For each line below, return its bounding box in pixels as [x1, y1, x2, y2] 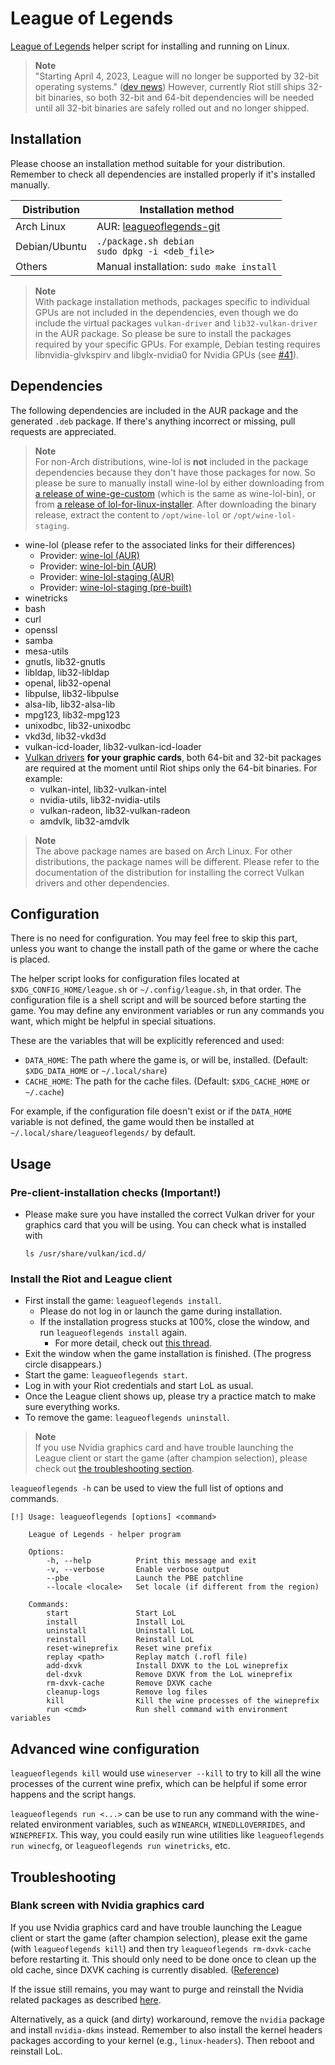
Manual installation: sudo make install [96, 259, 278, 273]
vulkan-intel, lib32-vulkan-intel [39, 783, 167, 795]
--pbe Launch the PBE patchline [46, 1573, 244, 1584]
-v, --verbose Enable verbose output [46, 1565, 230, 1575]
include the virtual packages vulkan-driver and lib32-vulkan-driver [34, 317, 318, 329]
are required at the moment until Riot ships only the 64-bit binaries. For [24, 762, 318, 774]
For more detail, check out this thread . [54, 1337, 213, 1349]
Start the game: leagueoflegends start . [24, 1369, 188, 1381]
